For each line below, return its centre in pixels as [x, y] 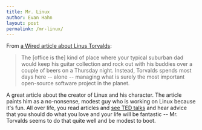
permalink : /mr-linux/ [35, 29]
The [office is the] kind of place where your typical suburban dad [102, 57]
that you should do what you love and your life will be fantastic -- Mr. [92, 114]
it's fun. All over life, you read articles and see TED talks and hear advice [97, 108]
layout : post [23, 23]
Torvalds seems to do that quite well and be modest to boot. [81, 121]
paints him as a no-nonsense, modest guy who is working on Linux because [101, 102]
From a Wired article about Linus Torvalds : [59, 46]
